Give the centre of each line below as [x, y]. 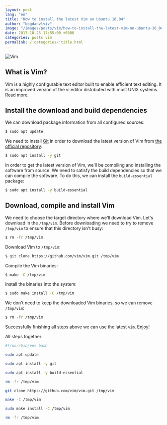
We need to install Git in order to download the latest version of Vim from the [83, 141]
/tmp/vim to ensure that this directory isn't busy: [54, 228]
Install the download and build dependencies [76, 110]
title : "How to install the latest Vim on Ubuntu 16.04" [65, 19]
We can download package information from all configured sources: [75, 122]
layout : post [19, 10]
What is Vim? [26, 72]
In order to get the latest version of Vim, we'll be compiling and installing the [83, 165]
